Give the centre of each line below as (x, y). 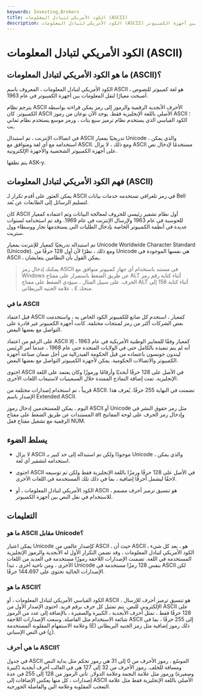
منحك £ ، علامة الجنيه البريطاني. (57, 288)
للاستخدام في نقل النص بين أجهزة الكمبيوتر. (64, 497)
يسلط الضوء (27, 440)
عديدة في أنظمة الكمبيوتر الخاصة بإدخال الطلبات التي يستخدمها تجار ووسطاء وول (97, 227)
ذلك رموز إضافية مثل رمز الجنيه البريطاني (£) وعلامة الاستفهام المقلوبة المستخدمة (98, 626)
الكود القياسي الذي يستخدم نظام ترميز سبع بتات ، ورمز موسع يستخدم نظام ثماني (97, 120)
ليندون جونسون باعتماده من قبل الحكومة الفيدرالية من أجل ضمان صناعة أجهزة (94, 354)
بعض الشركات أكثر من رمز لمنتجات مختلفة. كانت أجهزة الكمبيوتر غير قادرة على (95, 323)
